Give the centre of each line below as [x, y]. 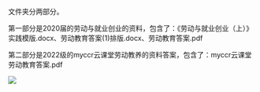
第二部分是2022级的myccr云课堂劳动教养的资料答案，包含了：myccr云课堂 [130, 55]
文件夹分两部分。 [36, 11]
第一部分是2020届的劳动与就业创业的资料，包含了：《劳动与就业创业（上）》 [131, 28]
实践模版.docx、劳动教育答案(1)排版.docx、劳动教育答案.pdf [106, 38]
